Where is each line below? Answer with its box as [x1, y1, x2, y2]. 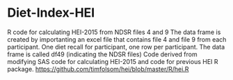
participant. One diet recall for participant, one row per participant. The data [7, 42, 225, 51]
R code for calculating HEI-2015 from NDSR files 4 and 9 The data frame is [7, 28, 221, 36]
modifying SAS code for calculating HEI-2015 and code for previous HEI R [7, 57, 218, 65]
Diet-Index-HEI [7, 5, 95, 21]
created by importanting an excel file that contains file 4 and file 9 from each [7, 35, 227, 43]
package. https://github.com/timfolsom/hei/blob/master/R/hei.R [7, 65, 189, 73]
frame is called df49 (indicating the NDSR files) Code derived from [7, 50, 198, 58]
